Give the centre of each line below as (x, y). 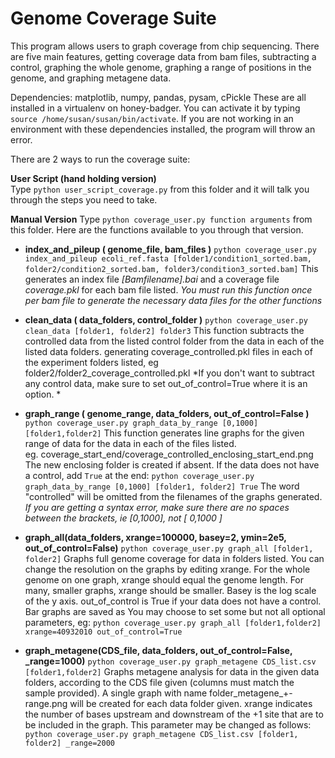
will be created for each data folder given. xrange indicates (191, 703)
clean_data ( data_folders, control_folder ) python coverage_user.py (166, 319)
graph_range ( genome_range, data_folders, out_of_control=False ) (167, 413)
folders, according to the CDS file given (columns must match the (159, 682)
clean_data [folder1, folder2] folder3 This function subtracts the (164, 330)
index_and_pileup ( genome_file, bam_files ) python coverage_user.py (170, 249)
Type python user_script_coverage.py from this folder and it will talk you (160, 189)
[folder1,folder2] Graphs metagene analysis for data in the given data (172, 671)
